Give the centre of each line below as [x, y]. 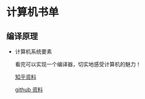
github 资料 [29, 89]
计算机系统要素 [33, 52]
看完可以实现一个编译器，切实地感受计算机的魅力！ [78, 64]
